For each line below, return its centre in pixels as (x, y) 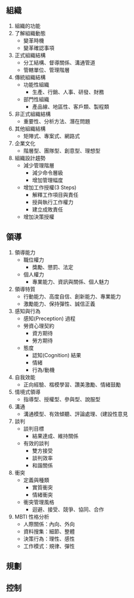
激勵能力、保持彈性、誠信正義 (59, 304)
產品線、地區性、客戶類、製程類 (71, 106)
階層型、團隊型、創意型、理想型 (62, 150)
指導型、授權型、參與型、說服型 (62, 399)
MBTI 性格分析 (32, 516)
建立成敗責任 (47, 209)
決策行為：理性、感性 (49, 539)
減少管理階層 (39, 165)
